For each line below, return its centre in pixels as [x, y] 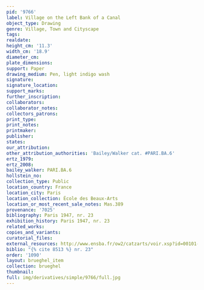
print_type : [21, 119]
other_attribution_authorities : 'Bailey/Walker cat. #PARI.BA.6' [90, 153]
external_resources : [32, 244]
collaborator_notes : [32, 108]
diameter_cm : [23, 57]
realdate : [19, 40]
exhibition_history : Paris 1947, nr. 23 [58, 221]
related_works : [25, 227]
